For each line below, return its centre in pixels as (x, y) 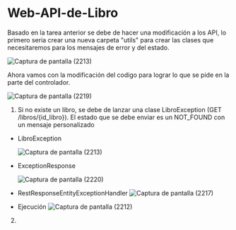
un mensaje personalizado (56, 124)
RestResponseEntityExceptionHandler (73, 193)
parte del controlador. (39, 82)
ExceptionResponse (47, 165)
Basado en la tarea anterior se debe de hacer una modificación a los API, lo (117, 32)
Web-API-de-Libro (63, 13)
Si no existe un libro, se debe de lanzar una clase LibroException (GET (120, 109)
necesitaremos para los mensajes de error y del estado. (88, 47)
